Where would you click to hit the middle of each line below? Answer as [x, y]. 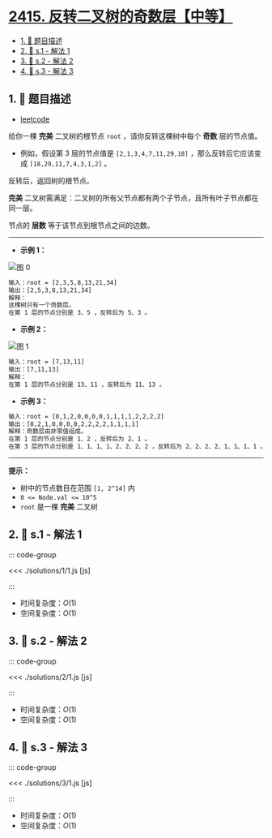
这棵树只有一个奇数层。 [42, 305]
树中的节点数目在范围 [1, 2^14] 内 [78, 488]
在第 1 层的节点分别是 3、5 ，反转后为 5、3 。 [80, 313]
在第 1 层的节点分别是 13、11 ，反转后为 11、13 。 [87, 385]
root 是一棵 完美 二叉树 [59, 507]
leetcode [35, 119]
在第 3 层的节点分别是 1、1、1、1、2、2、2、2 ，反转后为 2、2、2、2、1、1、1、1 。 [138, 447]
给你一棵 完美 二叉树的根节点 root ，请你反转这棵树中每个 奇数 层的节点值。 [135, 135]
